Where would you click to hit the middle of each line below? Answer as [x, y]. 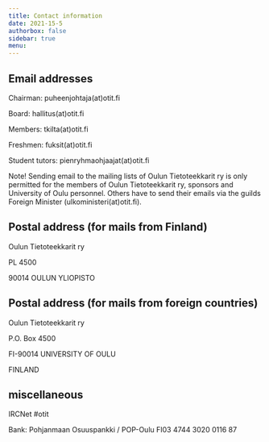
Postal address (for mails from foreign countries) [133, 303]
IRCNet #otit [29, 414]
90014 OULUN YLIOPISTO [52, 277]
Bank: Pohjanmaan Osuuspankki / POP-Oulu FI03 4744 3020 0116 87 [123, 430]
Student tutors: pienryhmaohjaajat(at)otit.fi [79, 160]
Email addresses [51, 79]
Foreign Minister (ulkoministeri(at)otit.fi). [75, 202]
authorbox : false [37, 31]
